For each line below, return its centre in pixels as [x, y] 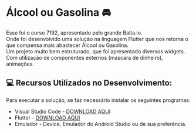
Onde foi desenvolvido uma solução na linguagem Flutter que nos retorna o [97, 39]
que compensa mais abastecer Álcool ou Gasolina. [67, 45]
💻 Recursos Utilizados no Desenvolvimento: [89, 83]
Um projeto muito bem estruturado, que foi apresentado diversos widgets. [96, 51]
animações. [20, 64]
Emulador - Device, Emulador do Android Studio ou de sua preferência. [100, 124]
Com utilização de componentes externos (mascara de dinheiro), [85, 57]
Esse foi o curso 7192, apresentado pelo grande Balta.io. [74, 33]
